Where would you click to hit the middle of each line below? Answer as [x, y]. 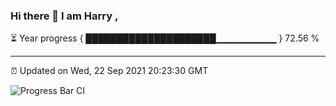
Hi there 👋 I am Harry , [64, 16]
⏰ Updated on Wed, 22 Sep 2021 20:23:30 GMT [109, 71]
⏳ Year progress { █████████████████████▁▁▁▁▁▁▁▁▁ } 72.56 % [165, 38]
